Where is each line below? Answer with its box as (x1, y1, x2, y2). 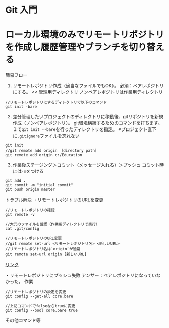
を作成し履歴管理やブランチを (5, 42, 130, 53)
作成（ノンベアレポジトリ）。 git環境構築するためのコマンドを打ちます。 (12, 120, 162, 126)
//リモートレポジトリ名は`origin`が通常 (5, 247, 81, 252)
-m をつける (21, 168, 44, 174)
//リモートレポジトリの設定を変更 (5, 290, 67, 295)
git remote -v (5, 212, 35, 217)
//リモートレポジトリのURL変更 (5, 236, 62, 241)
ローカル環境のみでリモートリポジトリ (5, 29, 165, 40)
